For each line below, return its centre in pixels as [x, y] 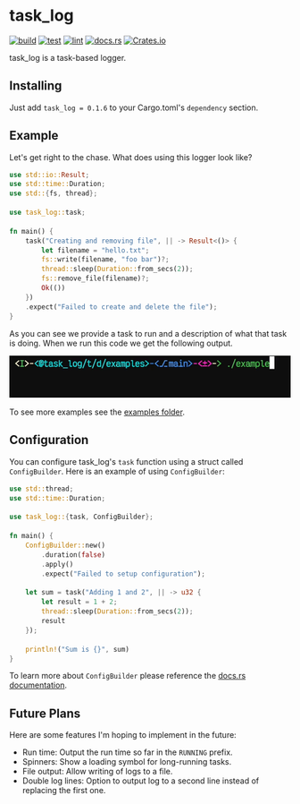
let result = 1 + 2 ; [79, 602]
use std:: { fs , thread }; [54, 193]
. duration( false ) [73, 555]
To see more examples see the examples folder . [97, 412]
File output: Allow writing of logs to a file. [97, 772]
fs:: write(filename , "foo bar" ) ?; [105, 260]
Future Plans [45, 713]
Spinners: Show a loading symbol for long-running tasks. [127, 762]
